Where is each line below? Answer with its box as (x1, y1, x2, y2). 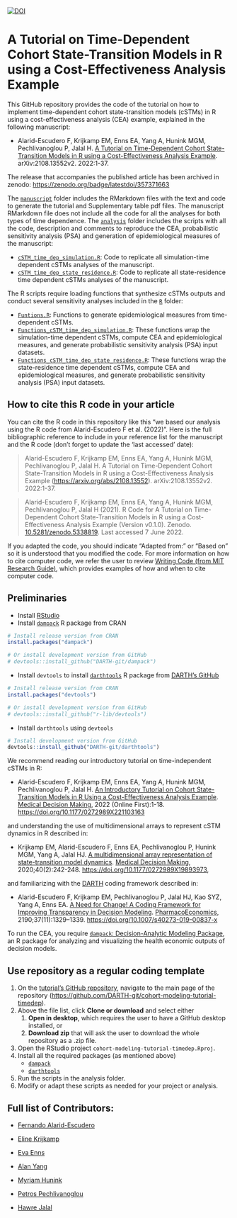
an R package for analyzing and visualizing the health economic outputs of (7, 937, 225, 945)
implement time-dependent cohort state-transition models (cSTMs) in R (7, 107, 216, 116)
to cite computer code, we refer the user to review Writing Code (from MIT (7, 556, 224, 565)
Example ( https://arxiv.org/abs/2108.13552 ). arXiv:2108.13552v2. (24, 476, 213, 485)
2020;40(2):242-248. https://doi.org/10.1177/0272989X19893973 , (17, 865, 209, 874)
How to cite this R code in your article (7, 399, 175, 411)
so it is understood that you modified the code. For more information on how (7, 549, 230, 558)
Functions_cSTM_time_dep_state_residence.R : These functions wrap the (17, 355, 226, 364)
